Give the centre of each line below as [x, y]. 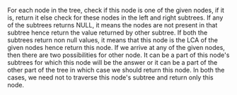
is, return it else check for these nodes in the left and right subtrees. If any [115, 18]
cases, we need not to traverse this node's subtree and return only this [110, 77]
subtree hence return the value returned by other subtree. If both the [108, 32]
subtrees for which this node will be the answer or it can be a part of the [112, 62]
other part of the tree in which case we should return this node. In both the [116, 70]
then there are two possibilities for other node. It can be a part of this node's [118, 55]
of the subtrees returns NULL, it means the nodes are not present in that [112, 25]
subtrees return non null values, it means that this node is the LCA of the [112, 40]
